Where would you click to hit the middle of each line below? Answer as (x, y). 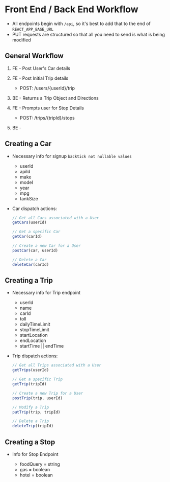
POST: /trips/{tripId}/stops (47, 118)
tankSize (29, 198)
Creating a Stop (30, 442)
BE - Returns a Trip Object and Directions (55, 98)
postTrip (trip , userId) (37, 398)
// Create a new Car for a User (46, 246)
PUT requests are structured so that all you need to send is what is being (89, 34)
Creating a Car (28, 144)
